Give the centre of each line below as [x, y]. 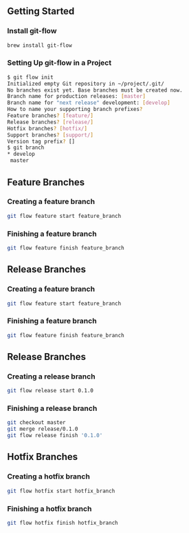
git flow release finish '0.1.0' [55, 436]
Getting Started [41, 11]
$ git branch [26, 148]
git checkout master [37, 423]
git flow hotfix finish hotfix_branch [63, 523]
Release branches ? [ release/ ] [51, 122]
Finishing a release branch [52, 408]
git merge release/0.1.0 [43, 429]
